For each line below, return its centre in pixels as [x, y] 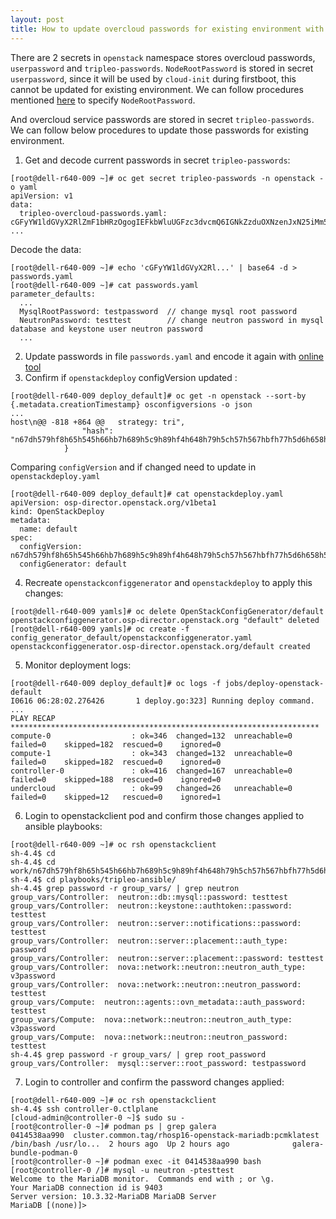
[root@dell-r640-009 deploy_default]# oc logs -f [116, 683]
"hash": [97, 431]
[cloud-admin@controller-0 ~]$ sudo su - [98, 1117]
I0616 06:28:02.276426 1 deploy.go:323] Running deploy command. [162, 701]
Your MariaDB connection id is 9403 [86, 1187]
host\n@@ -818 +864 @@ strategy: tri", [98, 422]
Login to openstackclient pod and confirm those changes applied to [164, 815]
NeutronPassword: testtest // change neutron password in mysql [172, 320]
